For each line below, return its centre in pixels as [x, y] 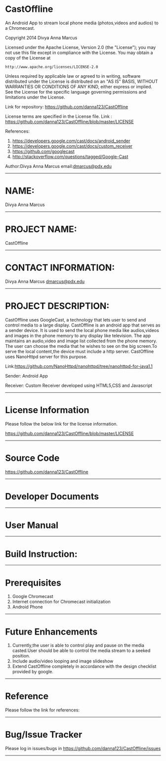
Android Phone [27, 607]
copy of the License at [28, 57]
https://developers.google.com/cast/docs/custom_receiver [72, 146]
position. [21, 656]
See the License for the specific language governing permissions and [76, 92]
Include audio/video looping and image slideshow [63, 661]
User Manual [32, 525]
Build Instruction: [41, 554]
